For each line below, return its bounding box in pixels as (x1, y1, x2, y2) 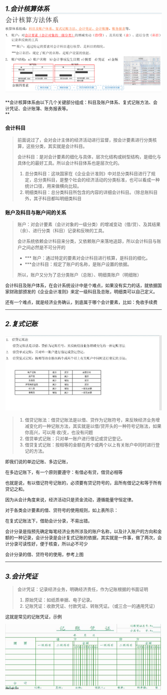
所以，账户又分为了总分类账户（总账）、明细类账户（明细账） (17, 272, 142, 278)
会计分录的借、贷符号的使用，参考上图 (5, 552, 83, 557)
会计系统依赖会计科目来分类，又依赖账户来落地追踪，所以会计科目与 (17, 238, 157, 244)
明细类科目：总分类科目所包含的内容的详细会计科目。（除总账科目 (24, 189, 158, 195)
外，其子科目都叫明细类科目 (24, 195, 82, 201)
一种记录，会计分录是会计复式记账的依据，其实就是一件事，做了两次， (13, 535, 158, 541)
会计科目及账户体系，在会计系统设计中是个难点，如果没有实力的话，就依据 (5, 282, 158, 288)
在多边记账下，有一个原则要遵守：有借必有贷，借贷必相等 (5, 469, 123, 475)
